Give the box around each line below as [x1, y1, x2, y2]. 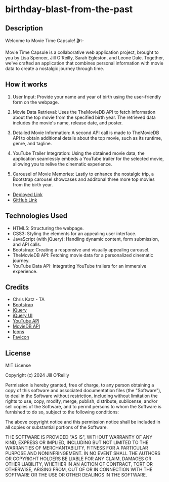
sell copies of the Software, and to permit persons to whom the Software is [5, 404, 162, 410]
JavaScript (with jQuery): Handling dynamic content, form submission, [12, 236, 159, 242]
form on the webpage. [12, 99, 59, 105]
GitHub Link [12, 197, 37, 203]
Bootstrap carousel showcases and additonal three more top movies [12, 176, 155, 182]
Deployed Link [12, 191, 43, 198]
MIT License [5, 362, 31, 369]
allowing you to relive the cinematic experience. [12, 161, 112, 167]
